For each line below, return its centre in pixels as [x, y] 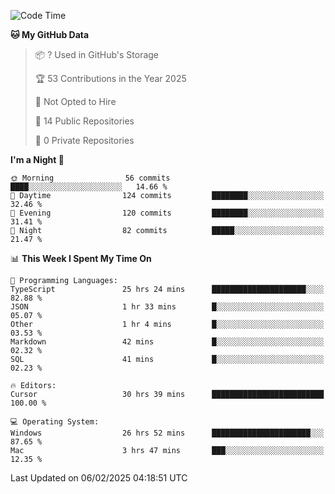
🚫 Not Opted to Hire [75, 101]
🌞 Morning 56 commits [90, 178]
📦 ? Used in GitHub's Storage [97, 54]
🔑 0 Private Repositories [84, 140]
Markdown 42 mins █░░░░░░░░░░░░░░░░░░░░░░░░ [167, 342]
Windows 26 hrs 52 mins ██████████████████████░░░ [167, 433]
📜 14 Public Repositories [84, 121]
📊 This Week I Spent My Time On [81, 258]
